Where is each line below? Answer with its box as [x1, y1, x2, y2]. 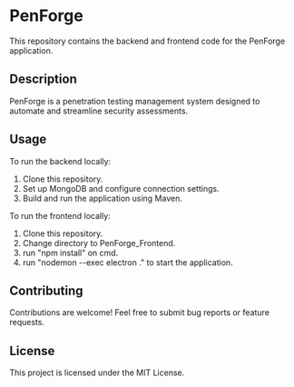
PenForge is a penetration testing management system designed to [9, 95, 260, 106]
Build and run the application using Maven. [22, 193, 183, 203]
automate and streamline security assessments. [9, 105, 189, 116]
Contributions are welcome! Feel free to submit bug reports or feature [9, 307, 270, 318]
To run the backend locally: [9, 155, 112, 166]
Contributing [9, 283, 83, 298]
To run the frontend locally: [9, 210, 111, 221]
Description [9, 72, 77, 87]
